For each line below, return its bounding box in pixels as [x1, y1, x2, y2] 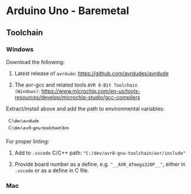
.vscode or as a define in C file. [14, 166, 90, 174]
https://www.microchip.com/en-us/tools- [41, 87, 141, 95]
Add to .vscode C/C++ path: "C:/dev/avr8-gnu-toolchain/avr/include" [14, 149, 186, 156]
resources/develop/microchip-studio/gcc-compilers [14, 93, 141, 101]
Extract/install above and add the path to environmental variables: [6, 105, 165, 112]
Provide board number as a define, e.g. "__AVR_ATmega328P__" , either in [14, 160, 186, 168]
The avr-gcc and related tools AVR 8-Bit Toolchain [14, 81, 138, 88]
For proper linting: [6, 138, 50, 145]
